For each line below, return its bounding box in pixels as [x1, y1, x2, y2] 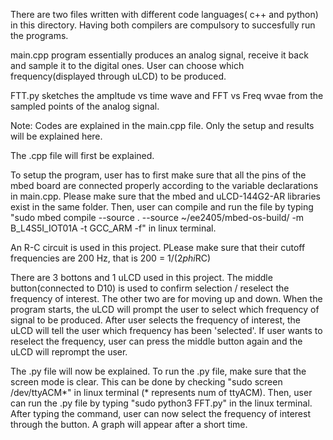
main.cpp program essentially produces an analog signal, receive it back [10, 49, 309, 61]
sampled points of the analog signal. [10, 100, 160, 112]
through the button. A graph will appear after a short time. [10, 419, 248, 430]
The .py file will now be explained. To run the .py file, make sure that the [10, 365, 307, 377]
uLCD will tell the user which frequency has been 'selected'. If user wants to [10, 325, 323, 336]
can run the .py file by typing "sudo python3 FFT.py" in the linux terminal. [10, 397, 313, 409]
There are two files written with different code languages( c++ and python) [10, 9, 319, 20]
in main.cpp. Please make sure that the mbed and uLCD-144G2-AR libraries [10, 190, 322, 202]
